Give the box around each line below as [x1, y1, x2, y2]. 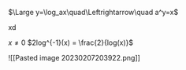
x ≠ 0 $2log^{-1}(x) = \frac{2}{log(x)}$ [8, 38, 134, 47]
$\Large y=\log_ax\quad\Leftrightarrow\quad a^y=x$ [8, 8, 179, 17]
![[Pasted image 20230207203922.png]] [8, 53, 140, 62]
